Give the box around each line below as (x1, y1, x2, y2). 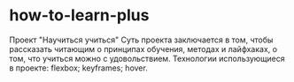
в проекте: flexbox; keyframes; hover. (9, 63, 148, 73)
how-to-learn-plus (9, 5, 150, 26)
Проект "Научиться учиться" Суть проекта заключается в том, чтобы (9, 34, 274, 45)
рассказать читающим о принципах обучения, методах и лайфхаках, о (9, 43, 277, 54)
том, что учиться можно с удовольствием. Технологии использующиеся (9, 53, 285, 63)
